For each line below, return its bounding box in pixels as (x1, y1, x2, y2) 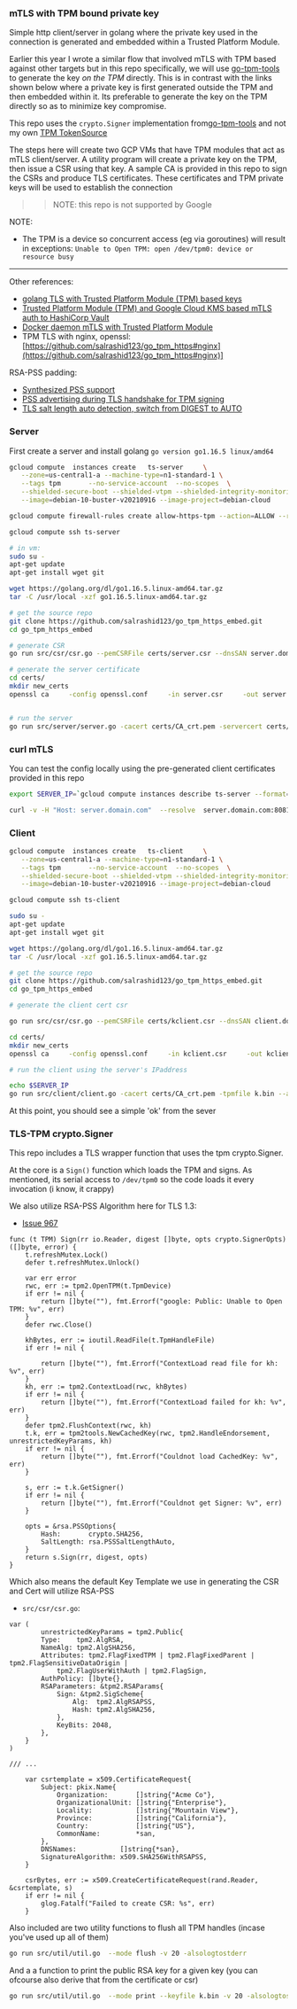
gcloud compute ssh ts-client (9, 896, 121, 905)
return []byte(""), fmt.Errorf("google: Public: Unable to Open (41, 1297, 283, 1306)
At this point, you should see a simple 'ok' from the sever (9, 1106, 217, 1117)
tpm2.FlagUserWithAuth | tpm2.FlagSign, (56, 1667, 208, 1676)
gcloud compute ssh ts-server (9, 527, 121, 536)
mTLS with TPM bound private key (9, 7, 159, 19)
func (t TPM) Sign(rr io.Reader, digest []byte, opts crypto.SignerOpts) (9, 1235, 287, 1244)
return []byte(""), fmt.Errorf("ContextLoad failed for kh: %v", (41, 1398, 287, 1407)
